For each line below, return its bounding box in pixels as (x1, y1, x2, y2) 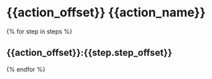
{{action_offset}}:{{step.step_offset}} (6, 47, 172, 59)
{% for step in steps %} (6, 27, 72, 35)
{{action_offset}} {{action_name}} (6, 5, 206, 20)
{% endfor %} (6, 65, 46, 73)
